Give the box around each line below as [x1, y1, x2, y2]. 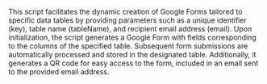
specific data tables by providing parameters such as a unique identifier [8, 15, 248, 25]
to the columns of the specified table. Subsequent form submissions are [8, 41, 248, 51]
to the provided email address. [8, 67, 110, 76]
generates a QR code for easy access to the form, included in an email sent [8, 58, 259, 68]
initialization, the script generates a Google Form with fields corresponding [8, 32, 257, 42]
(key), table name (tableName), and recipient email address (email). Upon [8, 24, 252, 33]
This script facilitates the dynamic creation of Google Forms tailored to [8, 7, 243, 16]
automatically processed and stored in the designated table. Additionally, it [8, 50, 257, 59]
